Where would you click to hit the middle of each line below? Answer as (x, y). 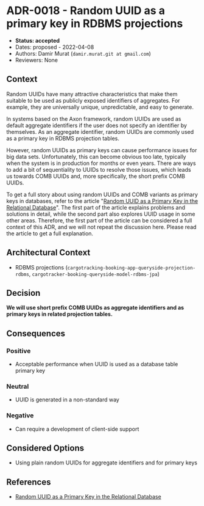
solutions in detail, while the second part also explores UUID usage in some (101, 214)
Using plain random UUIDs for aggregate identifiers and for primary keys (106, 463)
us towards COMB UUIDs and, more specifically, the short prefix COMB (96, 176)
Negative (20, 416)
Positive (19, 351)
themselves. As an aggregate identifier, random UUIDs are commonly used (100, 131)
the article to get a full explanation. (50, 233)
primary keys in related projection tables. (59, 314)
